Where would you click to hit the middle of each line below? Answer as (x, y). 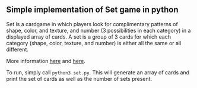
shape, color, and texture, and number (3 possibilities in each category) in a (99, 30)
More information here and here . (46, 61)
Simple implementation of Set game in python (92, 10)
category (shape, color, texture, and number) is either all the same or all (94, 43)
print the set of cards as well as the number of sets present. (79, 78)
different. (17, 49)
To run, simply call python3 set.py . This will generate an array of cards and (98, 72)
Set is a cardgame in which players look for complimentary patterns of (92, 24)
